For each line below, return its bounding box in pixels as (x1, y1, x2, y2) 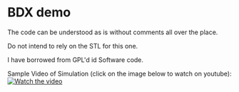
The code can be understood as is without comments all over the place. (7, 28, 218, 36)
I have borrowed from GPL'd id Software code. (7, 55, 144, 64)
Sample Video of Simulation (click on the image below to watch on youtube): (7, 69, 232, 78)
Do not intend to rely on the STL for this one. (7, 41, 138, 50)
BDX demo (7, 4, 71, 21)
